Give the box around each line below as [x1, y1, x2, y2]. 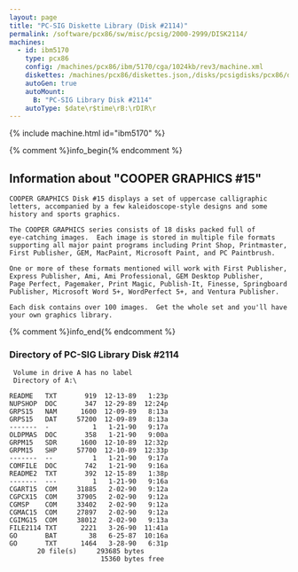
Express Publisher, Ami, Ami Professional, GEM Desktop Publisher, [9, 272, 264, 281]
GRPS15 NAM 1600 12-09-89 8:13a [9, 407, 169, 417]
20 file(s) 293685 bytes [36, 547, 145, 556]
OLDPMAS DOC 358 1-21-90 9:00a [9, 431, 169, 440]
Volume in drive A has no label [12, 369, 133, 378]
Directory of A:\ [12, 376, 77, 386]
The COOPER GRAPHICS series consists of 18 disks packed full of [9, 225, 255, 235]
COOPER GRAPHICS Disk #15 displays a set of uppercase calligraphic [9, 194, 268, 204]
